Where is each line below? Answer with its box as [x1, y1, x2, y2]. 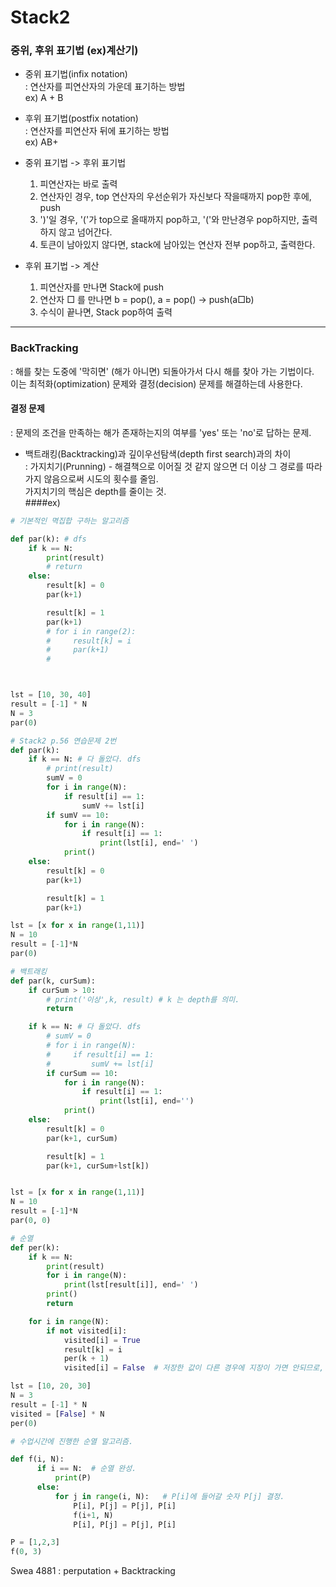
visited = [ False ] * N [10, 1409, 105, 1419]
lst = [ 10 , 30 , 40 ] [10, 690, 92, 700]
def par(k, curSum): [10, 976, 97, 986]
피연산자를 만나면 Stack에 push [39, 281, 165, 293]
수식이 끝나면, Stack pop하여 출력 [39, 306, 173, 318]
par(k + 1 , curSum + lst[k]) [46, 1161, 150, 1171]
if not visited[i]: [46, 1326, 128, 1336]
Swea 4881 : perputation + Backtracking [10, 1565, 176, 1577]
